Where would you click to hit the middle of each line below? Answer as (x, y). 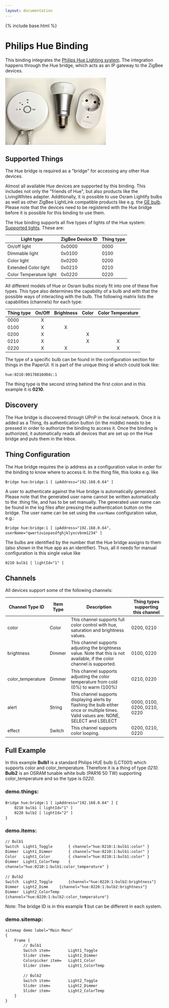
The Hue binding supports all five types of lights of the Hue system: (75, 223)
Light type (32, 239)
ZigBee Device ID (79, 239)
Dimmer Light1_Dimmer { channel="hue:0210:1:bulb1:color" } (77, 851)
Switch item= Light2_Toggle (61, 981)
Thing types (146, 601)
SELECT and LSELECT (94, 721)
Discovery (22, 405)
